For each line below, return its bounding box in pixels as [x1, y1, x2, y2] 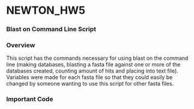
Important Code [6, 95, 53, 104]
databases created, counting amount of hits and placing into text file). [6, 67, 178, 75]
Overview [6, 41, 35, 50]
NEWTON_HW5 [6, 4, 86, 17]
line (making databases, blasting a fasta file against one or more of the [6, 61, 181, 68]
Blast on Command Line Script [6, 25, 97, 34]
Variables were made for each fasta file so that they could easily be [6, 74, 173, 81]
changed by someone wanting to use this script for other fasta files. [6, 80, 174, 87]
